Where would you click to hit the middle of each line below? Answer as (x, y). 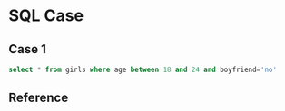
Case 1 (28, 49)
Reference (39, 98)
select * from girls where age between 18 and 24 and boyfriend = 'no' (143, 69)
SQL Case (46, 16)
